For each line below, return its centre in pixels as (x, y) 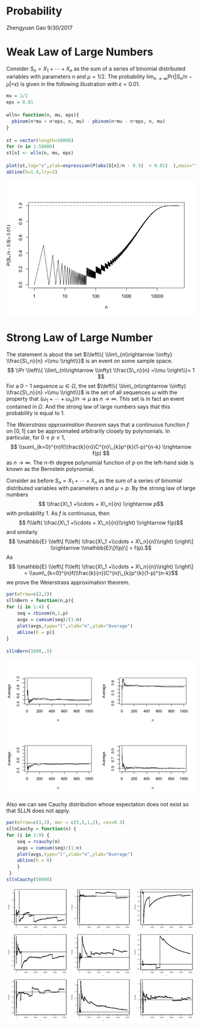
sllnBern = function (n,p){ (40, 601)
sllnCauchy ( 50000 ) (29, 880)
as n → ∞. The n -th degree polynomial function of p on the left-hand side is (100, 462)
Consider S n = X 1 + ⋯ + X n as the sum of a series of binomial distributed (96, 69)
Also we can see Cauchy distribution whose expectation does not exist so (98, 804)
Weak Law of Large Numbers (80, 52)
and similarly (22, 532)
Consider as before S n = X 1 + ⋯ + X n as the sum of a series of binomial (94, 481)
